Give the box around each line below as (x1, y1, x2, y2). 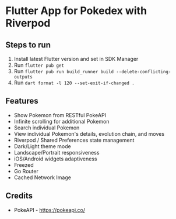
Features (5, 96, 38, 106)
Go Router (13, 167, 38, 174)
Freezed (13, 161, 34, 168)
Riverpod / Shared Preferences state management (13, 136, 135, 143)
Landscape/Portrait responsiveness (13, 149, 100, 156)
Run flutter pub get (13, 61, 65, 69)
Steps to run (5, 40, 51, 50)
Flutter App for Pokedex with (5, 4, 147, 18)
